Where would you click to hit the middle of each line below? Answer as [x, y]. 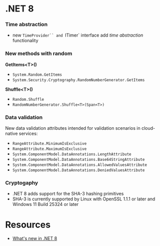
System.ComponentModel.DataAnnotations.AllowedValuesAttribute [80, 165]
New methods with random [39, 54]
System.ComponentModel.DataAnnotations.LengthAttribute [72, 154]
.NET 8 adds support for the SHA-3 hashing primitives [68, 194]
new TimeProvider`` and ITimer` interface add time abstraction [78, 35]
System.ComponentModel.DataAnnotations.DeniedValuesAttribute [78, 170]
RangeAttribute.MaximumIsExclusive [49, 149]
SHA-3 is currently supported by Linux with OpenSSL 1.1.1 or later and [84, 199]
